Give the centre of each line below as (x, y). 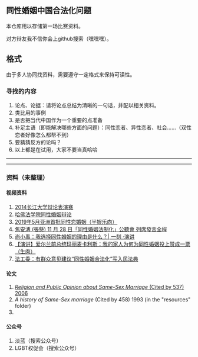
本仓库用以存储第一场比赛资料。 (45, 26)
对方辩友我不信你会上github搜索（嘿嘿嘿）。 (59, 38)
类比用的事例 (30, 112)
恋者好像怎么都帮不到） (43, 134)
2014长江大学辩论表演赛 (44, 207)
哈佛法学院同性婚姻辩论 (43, 214)
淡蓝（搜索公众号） (38, 341)
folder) (23, 306)
